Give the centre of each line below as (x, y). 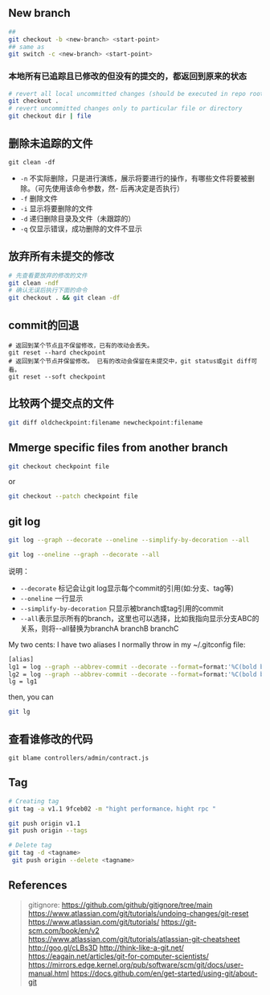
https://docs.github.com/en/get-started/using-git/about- (164, 973)
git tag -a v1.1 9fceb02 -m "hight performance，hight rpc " (112, 809)
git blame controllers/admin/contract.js (79, 758)
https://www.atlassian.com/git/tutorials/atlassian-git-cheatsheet (134, 939)
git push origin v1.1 (45, 823)
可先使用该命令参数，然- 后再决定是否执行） (111, 188)
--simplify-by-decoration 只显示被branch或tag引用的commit (121, 608)
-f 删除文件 (39, 198)
